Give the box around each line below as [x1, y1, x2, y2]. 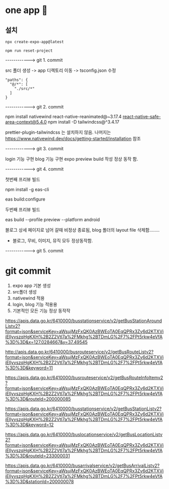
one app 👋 [5, 5, 48, 16]
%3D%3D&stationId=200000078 [5, 478, 74, 484]
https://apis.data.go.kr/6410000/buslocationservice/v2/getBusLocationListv [5, 431, 162, 437]
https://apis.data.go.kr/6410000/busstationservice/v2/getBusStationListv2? [5, 406, 162, 412]
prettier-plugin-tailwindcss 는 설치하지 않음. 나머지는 [5, 129, 111, 135]
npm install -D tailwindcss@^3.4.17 [47, 119, 120, 125]
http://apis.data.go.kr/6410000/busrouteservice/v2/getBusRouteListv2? [5, 349, 154, 355]
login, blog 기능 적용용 [12, 301, 58, 307]
